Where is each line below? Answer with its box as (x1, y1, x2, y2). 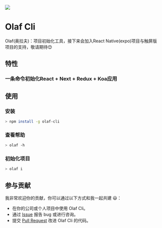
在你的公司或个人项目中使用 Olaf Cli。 (12, 205, 88, 211)
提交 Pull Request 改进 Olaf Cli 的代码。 (12, 217, 91, 223)
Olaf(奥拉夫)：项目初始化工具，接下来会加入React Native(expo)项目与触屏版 (5, 38, 157, 44)
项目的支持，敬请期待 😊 (5, 44, 53, 50)
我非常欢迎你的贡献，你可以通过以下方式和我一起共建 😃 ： (5, 195, 122, 201)
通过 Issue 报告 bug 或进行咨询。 (12, 211, 78, 217)
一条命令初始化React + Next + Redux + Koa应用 (5, 75, 118, 82)
